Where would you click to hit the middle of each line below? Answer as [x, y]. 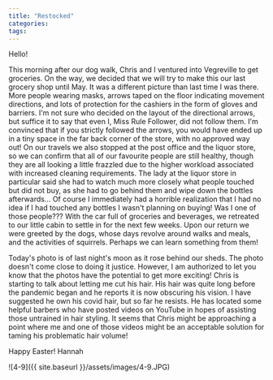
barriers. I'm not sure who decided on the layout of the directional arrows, [132, 113]
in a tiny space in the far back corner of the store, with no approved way [129, 139]
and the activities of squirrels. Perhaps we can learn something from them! [133, 242]
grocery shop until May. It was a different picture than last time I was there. [134, 87]
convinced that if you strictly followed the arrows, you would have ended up [135, 130]
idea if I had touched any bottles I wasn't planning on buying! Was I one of [132, 208]
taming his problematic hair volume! [68, 336]
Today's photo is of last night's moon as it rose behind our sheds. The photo [136, 258]
